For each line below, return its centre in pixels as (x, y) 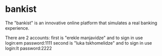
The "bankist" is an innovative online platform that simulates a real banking (81, 23)
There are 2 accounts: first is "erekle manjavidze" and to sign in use (74, 38)
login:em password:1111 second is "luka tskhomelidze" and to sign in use (79, 43)
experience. (17, 28)
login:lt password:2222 (28, 48)
